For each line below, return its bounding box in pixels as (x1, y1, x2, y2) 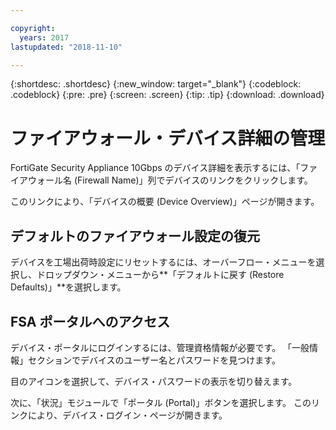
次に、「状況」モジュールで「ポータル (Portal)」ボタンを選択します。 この (10, 396, 312, 408)
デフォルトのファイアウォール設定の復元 (10, 227, 260, 245)
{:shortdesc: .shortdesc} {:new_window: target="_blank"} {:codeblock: (10, 78, 302, 90)
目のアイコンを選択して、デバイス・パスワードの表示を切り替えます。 (10, 375, 298, 387)
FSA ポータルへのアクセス (10, 313, 171, 330)
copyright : (10, 23, 56, 33)
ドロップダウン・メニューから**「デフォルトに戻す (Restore (36, 269, 285, 281)
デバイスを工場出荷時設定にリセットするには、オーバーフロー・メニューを (10, 256, 317, 268)
